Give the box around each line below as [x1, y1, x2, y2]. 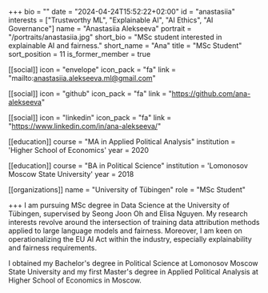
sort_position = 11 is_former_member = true [8, 50, 151, 58]
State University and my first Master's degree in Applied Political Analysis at [8, 267, 258, 276]
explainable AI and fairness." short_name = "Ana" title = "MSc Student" [8, 41, 242, 50]
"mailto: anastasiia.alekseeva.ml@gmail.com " [8, 74, 156, 82]
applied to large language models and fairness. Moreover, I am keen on [8, 226, 242, 235]
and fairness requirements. [8, 243, 98, 252]
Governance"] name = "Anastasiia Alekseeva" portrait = [8, 24, 192, 33]
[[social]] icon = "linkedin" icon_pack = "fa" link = [8, 113, 172, 122]
